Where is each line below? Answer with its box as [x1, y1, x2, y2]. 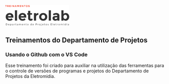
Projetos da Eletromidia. [5, 73, 55, 79]
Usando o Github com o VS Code [5, 51, 88, 58]
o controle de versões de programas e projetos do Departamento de [5, 68, 149, 74]
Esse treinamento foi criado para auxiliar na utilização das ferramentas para [5, 62, 164, 68]
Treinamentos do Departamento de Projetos [5, 35, 148, 45]
